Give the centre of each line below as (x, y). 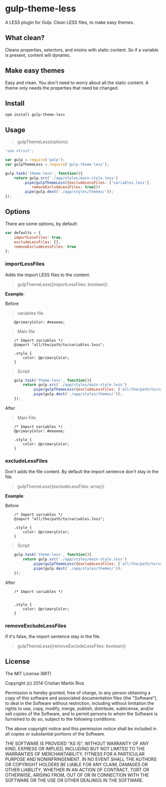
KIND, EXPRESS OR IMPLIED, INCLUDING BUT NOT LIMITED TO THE (75, 748)
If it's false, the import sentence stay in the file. (53, 636)
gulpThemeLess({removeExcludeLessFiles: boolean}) (71, 646)
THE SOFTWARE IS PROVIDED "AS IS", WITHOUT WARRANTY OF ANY (77, 743)
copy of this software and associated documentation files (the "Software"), (82, 698)
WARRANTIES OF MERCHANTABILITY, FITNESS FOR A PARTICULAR (75, 754)
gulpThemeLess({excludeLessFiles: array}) (61, 487)
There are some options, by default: (41, 224)
